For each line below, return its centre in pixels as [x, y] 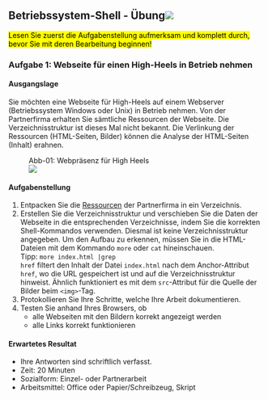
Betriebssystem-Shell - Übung [87, 16]
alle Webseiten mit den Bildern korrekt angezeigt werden [127, 317]
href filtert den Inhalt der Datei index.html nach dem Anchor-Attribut [134, 265]
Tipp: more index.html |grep [68, 257]
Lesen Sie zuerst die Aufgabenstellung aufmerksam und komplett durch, [129, 35]
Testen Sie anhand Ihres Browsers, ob [83, 308]
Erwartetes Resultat [43, 343]
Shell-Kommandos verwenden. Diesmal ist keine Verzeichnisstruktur [134, 231]
